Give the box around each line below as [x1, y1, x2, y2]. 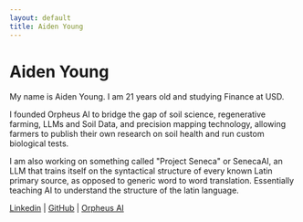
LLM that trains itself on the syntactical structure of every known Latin [9, 165, 273, 176]
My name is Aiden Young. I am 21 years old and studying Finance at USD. [9, 91, 285, 102]
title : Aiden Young [9, 22, 84, 31]
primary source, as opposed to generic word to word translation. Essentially [9, 175, 295, 186]
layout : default [9, 13, 71, 23]
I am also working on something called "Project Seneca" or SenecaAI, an [9, 156, 283, 167]
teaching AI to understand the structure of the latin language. [9, 185, 239, 196]
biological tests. [9, 138, 69, 149]
